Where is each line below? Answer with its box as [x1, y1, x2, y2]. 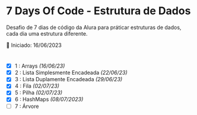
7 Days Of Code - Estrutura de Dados [6, 4, 191, 18]
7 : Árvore [14, 103, 39, 110]
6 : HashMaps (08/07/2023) [14, 96, 84, 103]
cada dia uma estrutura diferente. [6, 30, 88, 37]
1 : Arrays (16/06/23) [14, 62, 65, 69]
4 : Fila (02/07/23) [14, 82, 59, 90]
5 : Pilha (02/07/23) [14, 89, 63, 96]
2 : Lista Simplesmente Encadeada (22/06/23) [14, 69, 128, 76]
